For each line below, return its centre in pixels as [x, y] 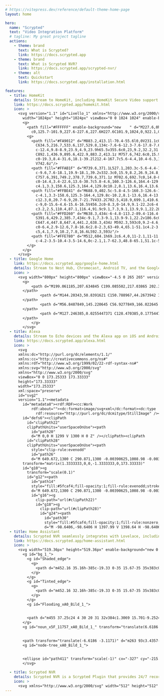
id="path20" [43, 432]
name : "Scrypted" [27, 27]
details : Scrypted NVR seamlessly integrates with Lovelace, [77, 536]
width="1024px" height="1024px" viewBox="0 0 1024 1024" [82, 118]
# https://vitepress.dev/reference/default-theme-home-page [68, 10]
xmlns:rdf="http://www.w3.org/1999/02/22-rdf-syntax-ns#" [78, 364]
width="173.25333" [37, 386]
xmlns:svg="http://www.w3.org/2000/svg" [60, 368]
